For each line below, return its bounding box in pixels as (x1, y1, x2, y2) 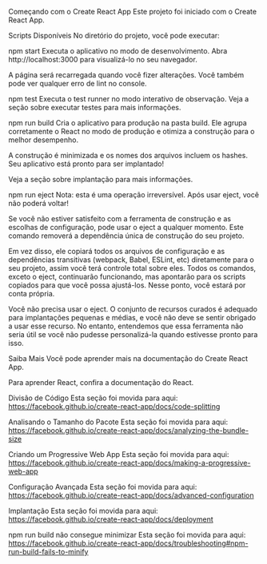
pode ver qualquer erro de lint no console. (8, 79, 147, 88)
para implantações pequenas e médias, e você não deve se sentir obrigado (8, 313, 257, 322)
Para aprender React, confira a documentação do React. (8, 378, 194, 387)
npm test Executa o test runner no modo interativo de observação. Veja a (8, 94, 249, 103)
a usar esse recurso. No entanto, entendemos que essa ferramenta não (8, 321, 244, 331)
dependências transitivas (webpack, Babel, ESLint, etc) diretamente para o (8, 255, 254, 264)
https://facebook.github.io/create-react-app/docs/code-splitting (8, 402, 221, 411)
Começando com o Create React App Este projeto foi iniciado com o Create (8, 7, 257, 16)
